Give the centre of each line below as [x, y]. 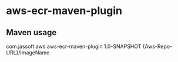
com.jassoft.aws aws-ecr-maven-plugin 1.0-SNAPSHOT [74, 46]
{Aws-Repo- [157, 46]
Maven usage [31, 32]
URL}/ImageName [28, 53]
